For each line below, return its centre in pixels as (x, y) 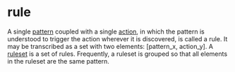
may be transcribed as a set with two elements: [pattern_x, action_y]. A (110, 46)
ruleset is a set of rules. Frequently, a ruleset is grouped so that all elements (117, 54)
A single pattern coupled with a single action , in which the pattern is (106, 31)
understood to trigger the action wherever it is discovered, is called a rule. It (117, 38)
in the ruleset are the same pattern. (58, 61)
